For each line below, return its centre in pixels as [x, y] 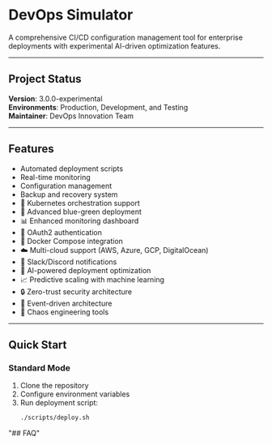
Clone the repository [54, 386]
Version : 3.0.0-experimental [55, 98]
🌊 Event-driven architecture [66, 303]
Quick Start [38, 345]
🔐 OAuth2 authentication [61, 232]
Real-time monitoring [55, 177]
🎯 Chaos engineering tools [64, 312]
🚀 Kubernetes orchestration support [80, 203]
